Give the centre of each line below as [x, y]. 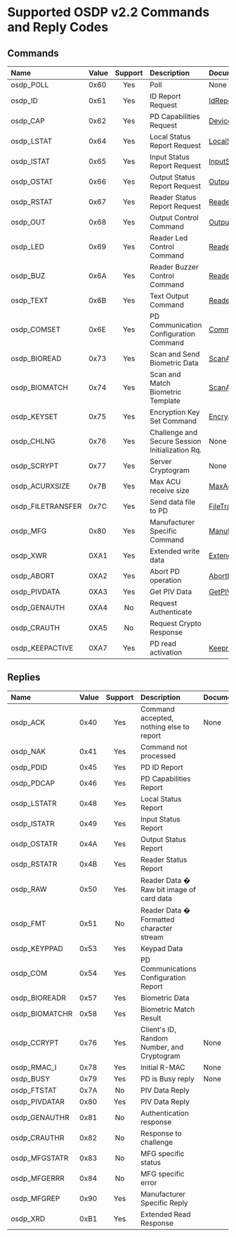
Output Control [174, 218]
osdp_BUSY [31, 1079]
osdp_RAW [29, 889]
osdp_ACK [28, 722]
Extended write [175, 551]
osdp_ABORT [33, 576]
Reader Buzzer [174, 267]
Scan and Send [175, 354]
